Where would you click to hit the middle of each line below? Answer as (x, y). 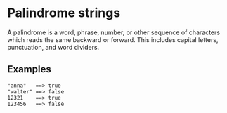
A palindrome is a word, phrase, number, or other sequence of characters (113, 32)
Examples (29, 69)
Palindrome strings (64, 13)
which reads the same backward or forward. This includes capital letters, (113, 39)
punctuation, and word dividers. (53, 47)
